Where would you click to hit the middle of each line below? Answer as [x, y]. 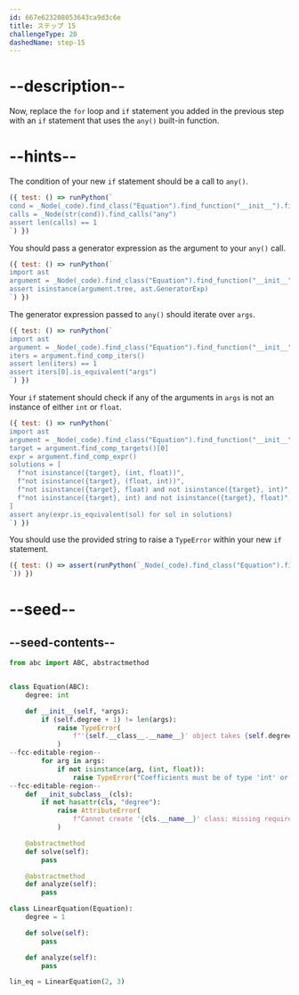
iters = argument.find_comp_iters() [77, 356]
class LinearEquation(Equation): [71, 909]
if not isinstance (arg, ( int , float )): [130, 769]
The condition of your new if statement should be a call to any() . [129, 181]
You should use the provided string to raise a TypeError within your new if [145, 539]
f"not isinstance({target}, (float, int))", [101, 481]
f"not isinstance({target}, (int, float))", [101, 473]
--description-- [68, 86]
